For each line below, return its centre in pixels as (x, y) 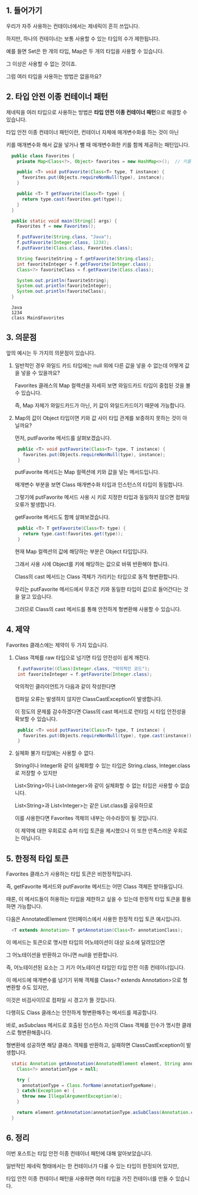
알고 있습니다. (37, 597)
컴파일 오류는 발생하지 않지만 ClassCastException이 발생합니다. (88, 699)
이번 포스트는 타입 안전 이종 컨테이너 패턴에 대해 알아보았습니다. (79, 1153)
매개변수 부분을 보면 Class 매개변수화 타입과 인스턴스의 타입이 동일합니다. (99, 485)
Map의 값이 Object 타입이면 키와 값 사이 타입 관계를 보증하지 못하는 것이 (98, 418)
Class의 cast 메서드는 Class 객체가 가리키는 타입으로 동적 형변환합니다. (97, 577)
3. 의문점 (22, 337)
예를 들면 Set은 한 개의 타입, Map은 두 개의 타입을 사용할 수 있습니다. (85, 51)
